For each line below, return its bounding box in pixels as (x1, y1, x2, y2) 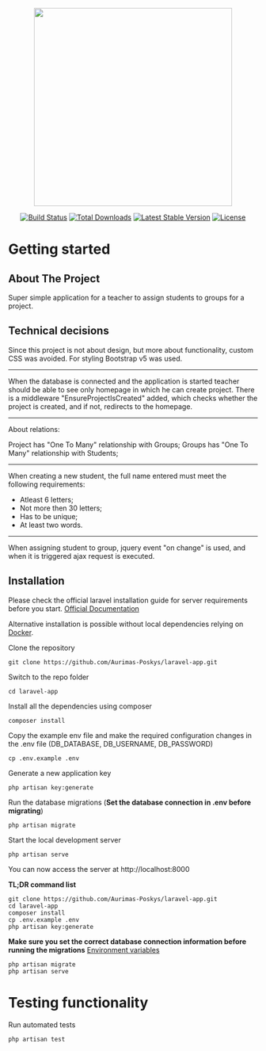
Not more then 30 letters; (19, 503, 103, 513)
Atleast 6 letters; (19, 495, 74, 504)
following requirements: (8, 480, 85, 489)
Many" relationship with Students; (8, 448, 119, 457)
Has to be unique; (19, 511, 78, 521)
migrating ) (8, 805, 44, 816)
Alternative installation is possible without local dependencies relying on (8, 619, 244, 629)
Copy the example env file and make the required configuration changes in (8, 730, 252, 740)
